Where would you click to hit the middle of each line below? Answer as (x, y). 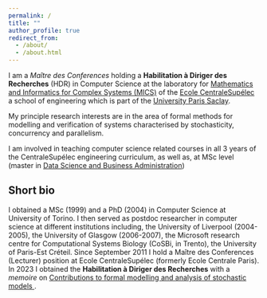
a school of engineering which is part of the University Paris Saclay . (120, 101)
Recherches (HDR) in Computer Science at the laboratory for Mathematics (131, 84)
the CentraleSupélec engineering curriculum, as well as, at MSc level (121, 157)
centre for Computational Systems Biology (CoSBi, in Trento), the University (133, 243)
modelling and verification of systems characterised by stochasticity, (122, 125)
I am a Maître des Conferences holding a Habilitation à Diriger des (118, 75)
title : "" (25, 23)
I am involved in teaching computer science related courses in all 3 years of (132, 149)
